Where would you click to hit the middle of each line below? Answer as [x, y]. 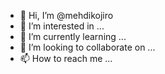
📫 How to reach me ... [66, 58]
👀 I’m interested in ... [62, 26]
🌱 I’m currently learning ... [73, 36]
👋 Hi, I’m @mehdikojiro [66, 15]
